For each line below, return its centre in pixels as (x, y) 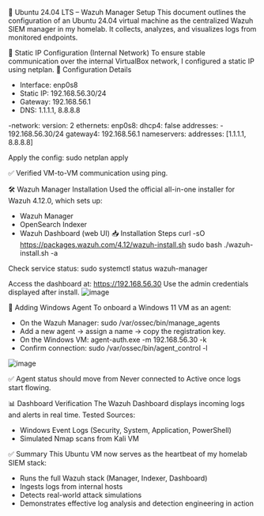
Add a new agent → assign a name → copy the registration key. (123, 331)
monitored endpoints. (43, 37)
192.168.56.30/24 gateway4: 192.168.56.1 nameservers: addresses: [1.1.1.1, (127, 134)
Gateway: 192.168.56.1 (55, 102)
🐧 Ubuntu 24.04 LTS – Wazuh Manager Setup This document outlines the (127, 12)
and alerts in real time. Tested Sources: (72, 415)
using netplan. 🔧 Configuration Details (70, 70)
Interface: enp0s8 (49, 85)
